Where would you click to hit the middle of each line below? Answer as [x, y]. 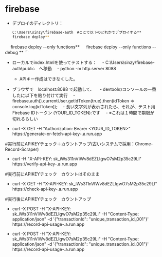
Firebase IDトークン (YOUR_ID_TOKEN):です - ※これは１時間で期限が [83, 113]
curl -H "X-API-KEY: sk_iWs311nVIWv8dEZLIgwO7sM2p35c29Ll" [77, 158]
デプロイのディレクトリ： [37, 23]
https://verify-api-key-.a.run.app [45, 164]
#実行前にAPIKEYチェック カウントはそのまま [52, 174]
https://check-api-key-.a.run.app [45, 189]
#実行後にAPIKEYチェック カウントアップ [48, 199]
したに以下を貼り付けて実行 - [44, 95]
